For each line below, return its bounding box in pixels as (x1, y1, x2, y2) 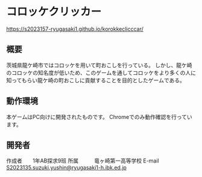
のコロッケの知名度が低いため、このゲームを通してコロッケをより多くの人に (6, 69, 196, 76)
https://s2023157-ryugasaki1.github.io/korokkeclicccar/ (6, 25, 144, 33)
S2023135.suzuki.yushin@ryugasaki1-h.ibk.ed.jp (6, 164, 127, 172)
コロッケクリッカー (6, 5, 102, 19)
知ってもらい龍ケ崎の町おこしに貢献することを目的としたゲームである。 (6, 76, 186, 84)
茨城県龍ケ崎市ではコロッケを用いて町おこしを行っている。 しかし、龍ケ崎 (6, 61, 192, 69)
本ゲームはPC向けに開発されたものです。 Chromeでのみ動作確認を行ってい (6, 113, 192, 120)
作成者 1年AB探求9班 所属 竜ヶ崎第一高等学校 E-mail (6, 157, 159, 164)
